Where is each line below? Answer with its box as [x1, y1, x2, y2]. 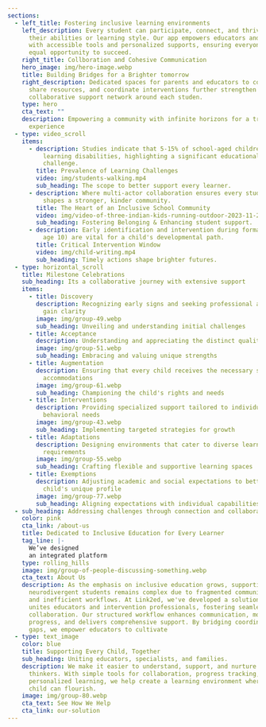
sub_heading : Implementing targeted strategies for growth [36, 426, 236, 433]
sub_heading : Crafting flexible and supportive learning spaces [36, 463, 253, 471]
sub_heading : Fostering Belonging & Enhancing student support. [36, 219, 253, 227]
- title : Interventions [28, 396, 108, 404]
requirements [42, 448, 87, 456]
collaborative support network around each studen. [28, 93, 203, 101]
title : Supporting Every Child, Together [21, 647, 160, 656]
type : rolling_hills [21, 558, 90, 567]
